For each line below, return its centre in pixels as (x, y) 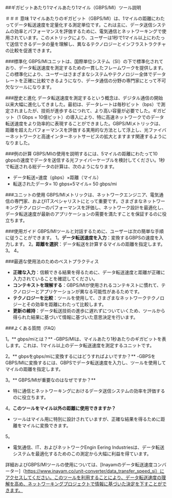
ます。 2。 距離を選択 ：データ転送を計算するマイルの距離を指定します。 (90, 244)
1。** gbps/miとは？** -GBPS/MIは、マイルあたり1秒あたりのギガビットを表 (86, 339)
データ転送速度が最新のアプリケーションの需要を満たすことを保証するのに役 (86, 214)
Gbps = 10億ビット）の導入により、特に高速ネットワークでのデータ (93, 117)
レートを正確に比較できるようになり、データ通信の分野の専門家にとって (81, 81)
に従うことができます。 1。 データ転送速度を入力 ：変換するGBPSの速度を (82, 238)
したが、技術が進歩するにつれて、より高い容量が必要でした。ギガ (92, 111)
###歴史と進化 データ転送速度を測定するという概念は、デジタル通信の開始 (84, 98)
